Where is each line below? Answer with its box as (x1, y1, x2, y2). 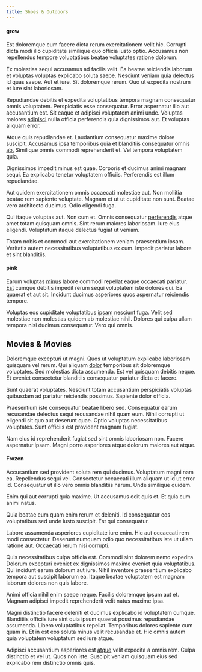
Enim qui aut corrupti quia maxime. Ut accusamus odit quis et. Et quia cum (6, 493, 191, 500)
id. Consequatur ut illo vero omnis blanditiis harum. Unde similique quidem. (6, 482, 192, 489)
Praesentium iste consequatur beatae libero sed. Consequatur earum (6, 404, 177, 411)
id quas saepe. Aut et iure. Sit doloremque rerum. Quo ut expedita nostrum (6, 78, 191, 85)
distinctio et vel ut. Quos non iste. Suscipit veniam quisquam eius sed (6, 653, 178, 660)
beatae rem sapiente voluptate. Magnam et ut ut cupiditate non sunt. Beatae (6, 195, 195, 203)
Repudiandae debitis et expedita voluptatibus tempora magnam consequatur (6, 96, 196, 103)
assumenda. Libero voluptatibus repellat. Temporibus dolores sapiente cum (6, 622, 193, 629)
